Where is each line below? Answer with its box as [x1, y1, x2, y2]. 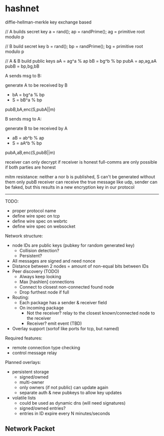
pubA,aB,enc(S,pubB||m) [5, 149, 55, 155]
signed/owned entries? [19, 405, 66, 411]
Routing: [12, 294, 29, 300]
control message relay [12, 350, 57, 356]
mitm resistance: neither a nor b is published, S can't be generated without [5, 173, 155, 179]
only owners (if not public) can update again [19, 384, 109, 390]
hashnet [5, 3, 40, 14]
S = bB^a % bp [12, 97, 42, 103]
